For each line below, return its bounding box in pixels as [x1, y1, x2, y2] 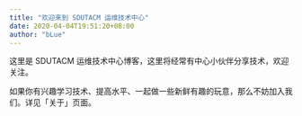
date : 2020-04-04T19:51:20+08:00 [9, 22, 135, 31]
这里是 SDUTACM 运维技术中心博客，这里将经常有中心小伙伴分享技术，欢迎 [9, 56, 289, 67]
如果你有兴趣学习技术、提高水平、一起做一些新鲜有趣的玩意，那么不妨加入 [9, 86, 285, 97]
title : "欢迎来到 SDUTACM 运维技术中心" [9, 13, 149, 22]
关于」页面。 [48, 97, 96, 108]
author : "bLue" [9, 30, 67, 39]
